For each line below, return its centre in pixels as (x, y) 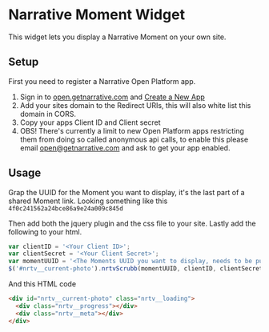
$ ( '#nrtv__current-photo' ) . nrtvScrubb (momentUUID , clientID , (112, 269)
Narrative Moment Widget (97, 15)
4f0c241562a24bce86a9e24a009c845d (66, 208)
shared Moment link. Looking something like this (88, 201)
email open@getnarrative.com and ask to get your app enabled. (125, 148)
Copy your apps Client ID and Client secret (90, 122)
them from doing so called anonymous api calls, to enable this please (134, 139)
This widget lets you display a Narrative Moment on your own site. (117, 37)
